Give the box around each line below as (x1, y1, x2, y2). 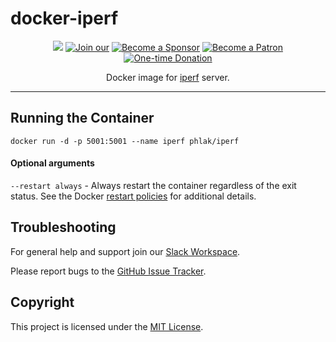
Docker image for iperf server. (106, 71, 230, 83)
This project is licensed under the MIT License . (10, 320, 204, 332)
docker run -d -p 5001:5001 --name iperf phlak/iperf (10, 136, 240, 146)
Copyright (10, 294, 75, 311)
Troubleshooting (10, 219, 117, 236)
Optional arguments (10, 157, 95, 169)
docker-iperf (10, 7, 119, 30)
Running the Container (10, 110, 155, 127)
